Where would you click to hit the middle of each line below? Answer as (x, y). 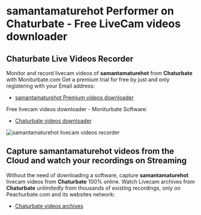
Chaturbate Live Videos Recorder (70, 59)
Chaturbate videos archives (49, 206)
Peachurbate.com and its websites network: (61, 194)
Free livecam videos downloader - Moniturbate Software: (77, 109)
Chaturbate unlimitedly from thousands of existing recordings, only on (94, 188)
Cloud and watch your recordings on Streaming (97, 161)
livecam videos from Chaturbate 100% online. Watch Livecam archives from (100, 181)
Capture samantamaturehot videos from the (90, 151)
